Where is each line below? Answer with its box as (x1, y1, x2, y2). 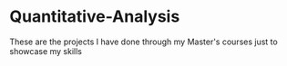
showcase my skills (9, 45, 82, 56)
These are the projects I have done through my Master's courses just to (9, 36, 278, 47)
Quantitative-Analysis (9, 6, 180, 27)
